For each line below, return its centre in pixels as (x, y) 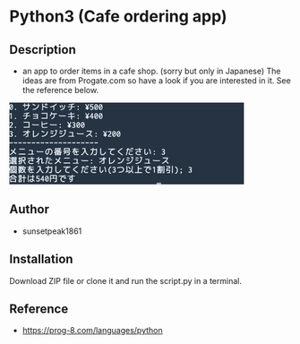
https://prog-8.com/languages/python (92, 331)
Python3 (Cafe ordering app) (118, 17)
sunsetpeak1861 (52, 231)
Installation (41, 259)
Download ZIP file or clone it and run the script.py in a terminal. (125, 280)
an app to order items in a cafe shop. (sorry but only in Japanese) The (151, 71)
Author (29, 209)
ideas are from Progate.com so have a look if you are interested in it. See (156, 81)
